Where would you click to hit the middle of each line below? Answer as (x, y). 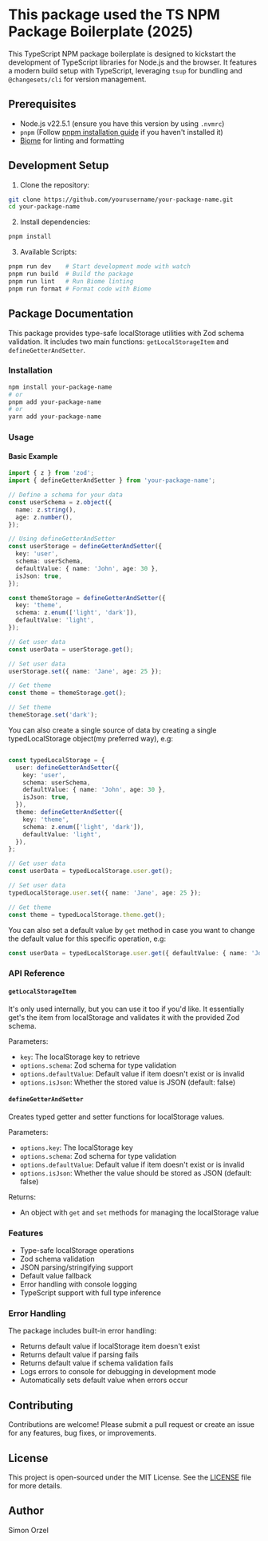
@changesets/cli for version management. (77, 79)
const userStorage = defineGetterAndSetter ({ (85, 547)
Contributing (41, 1405)
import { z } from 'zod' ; (51, 473)
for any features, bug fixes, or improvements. (83, 1433)
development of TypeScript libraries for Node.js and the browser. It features (133, 62)
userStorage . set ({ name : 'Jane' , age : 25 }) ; (85, 671)
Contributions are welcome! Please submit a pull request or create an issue (132, 1424)
